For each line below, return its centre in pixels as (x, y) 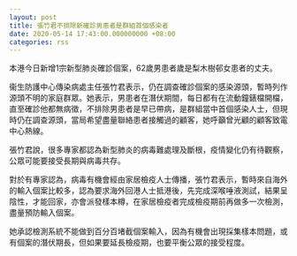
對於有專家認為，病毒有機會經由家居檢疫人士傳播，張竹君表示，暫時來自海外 (148, 180)
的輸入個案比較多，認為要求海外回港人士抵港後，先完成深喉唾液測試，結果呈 (148, 191)
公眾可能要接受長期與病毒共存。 (67, 161)
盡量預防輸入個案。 (44, 213)
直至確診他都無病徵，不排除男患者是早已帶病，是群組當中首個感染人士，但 (145, 109)
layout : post (33, 17)
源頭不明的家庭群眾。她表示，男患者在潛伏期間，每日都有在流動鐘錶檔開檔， (148, 98)
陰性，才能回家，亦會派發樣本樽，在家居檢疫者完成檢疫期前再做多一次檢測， (148, 202)
